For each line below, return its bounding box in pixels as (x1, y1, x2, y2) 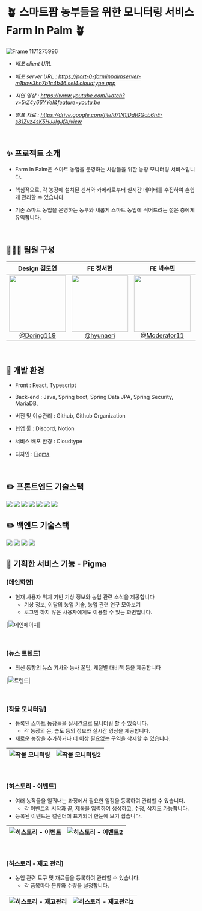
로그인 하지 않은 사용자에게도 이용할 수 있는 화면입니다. (23, 608, 153, 616)
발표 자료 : (14, 111, 40, 118)
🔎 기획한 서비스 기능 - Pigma (6, 559, 107, 569)
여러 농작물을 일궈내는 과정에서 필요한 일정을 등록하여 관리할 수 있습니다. (14, 797, 185, 804)
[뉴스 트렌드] (6, 649, 41, 658)
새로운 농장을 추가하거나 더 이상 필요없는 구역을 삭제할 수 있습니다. (14, 735, 171, 742)
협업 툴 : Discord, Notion (14, 425, 75, 432)
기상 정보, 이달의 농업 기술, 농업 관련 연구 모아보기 (23, 601, 141, 608)
